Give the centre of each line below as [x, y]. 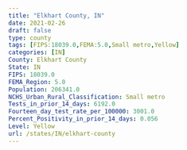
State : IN [25, 67]
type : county [30, 38]
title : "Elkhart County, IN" [56, 15]
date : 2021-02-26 [37, 23]
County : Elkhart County [48, 60]
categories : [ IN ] [37, 52]
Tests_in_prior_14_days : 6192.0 [62, 104]
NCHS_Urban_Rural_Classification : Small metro [87, 97]
